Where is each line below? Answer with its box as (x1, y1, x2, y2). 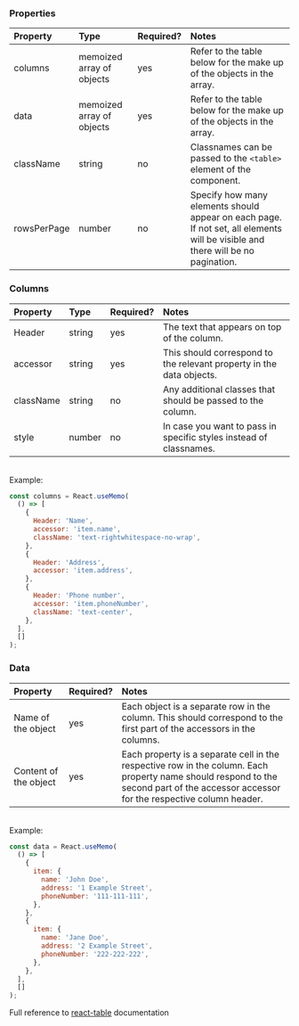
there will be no (190, 244, 255, 257)
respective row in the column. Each (121, 759, 269, 771)
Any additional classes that (163, 382, 276, 395)
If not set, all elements (190, 222, 283, 234)
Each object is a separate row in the (121, 700, 271, 712)
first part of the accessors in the (121, 722, 256, 735)
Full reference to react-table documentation (9, 1007, 169, 1018)
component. (190, 175, 241, 187)
